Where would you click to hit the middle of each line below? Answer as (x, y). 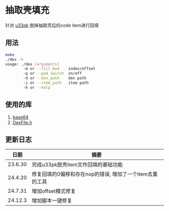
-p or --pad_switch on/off (53, 74)
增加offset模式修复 (54, 191)
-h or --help (37, 87)
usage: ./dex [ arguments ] (32, 64)
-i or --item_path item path (56, 83)
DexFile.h (22, 122)
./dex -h (14, 59)
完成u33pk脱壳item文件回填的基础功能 (77, 165)
